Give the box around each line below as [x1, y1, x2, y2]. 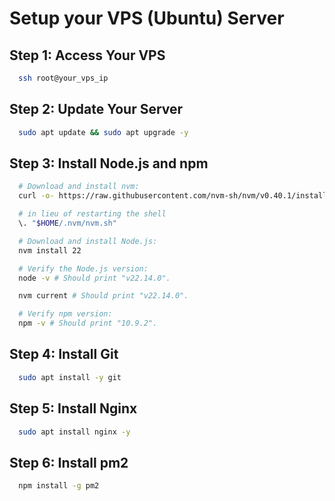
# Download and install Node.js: [18, 236, 158, 246]
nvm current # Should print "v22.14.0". [18, 291, 189, 301]
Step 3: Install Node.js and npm [9, 155, 209, 172]
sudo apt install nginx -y [18, 427, 131, 437]
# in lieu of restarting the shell [18, 209, 167, 219]
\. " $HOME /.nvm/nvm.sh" [18, 218, 117, 228]
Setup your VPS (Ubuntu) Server [9, 7, 285, 30]
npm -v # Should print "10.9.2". [18, 318, 158, 329]
